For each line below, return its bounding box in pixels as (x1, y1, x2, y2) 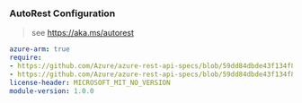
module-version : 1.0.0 (9, 86, 94, 96)
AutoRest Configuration (9, 7, 116, 20)
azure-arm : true (9, 45, 70, 54)
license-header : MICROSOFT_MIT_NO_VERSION (9, 78, 171, 87)
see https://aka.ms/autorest (31, 28, 135, 39)
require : (9, 53, 42, 63)
